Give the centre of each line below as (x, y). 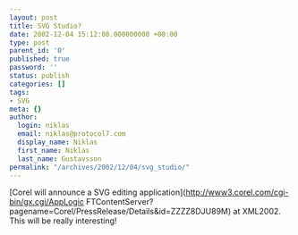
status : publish (39, 76)
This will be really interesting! (63, 221)
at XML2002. (257, 212)
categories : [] (38, 84)
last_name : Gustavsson (60, 159)
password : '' (34, 68)
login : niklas (43, 126)
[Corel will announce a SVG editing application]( (98, 192)
